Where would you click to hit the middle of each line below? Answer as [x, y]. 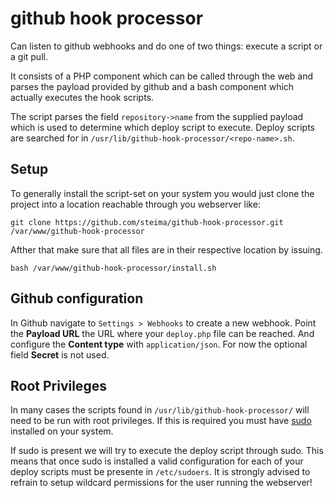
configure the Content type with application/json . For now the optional [159, 344]
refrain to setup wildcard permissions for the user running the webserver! [161, 483]
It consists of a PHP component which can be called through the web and [162, 76]
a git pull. [29, 56]
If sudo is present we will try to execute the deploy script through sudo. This [167, 451]
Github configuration [77, 298]
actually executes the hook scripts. [82, 97]
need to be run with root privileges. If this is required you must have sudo [161, 421]
